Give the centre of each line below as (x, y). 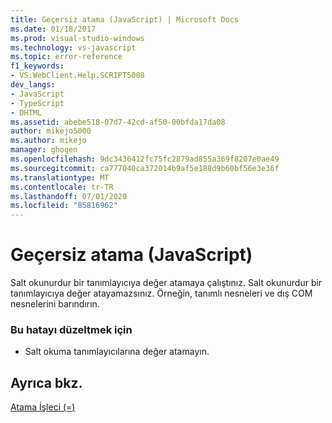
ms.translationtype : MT (60, 177)
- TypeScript (37, 103)
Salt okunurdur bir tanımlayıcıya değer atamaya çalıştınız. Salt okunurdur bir (166, 283)
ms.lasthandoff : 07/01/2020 (69, 196)
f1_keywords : (37, 66)
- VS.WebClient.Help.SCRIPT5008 (77, 76)
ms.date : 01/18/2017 (53, 29)
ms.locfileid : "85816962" (64, 206)
